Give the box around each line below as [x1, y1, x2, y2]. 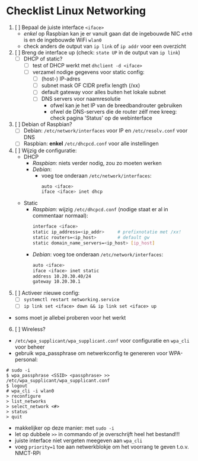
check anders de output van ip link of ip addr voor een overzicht [23, 43, 187, 50]
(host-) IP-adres [41, 75, 81, 82]
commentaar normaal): [32, 212, 88, 220]
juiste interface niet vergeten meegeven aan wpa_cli [14, 437, 143, 444]
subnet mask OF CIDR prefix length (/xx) [41, 82, 140, 89]
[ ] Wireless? [14, 325, 46, 333]
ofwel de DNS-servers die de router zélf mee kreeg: [50, 108, 177, 115]
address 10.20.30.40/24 [32, 273, 91, 279]
